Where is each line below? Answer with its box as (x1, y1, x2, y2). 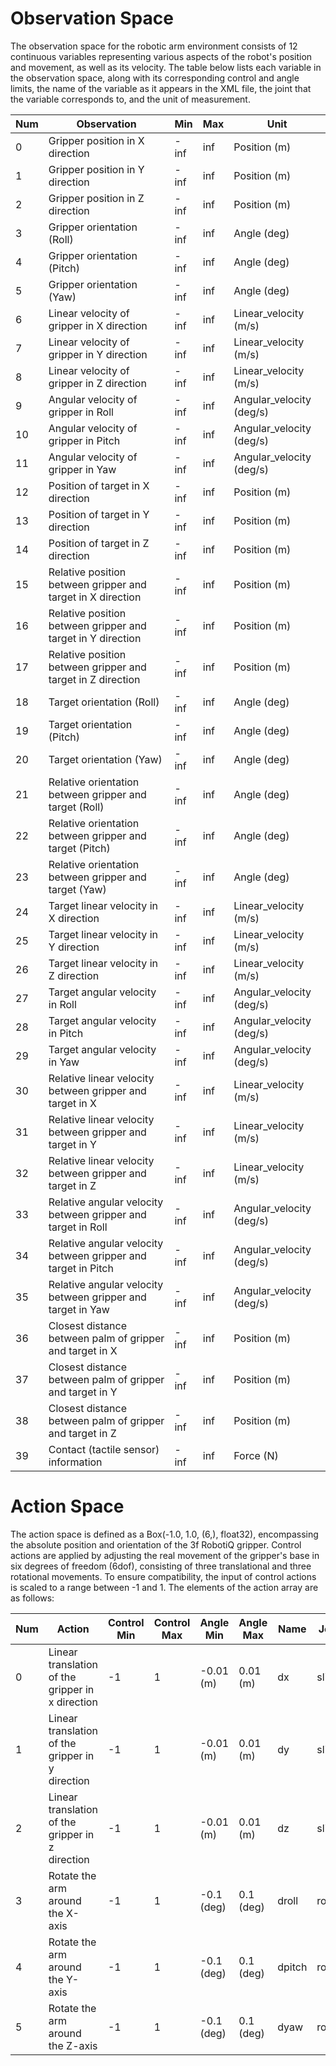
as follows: (10, 1592, 55, 1604)
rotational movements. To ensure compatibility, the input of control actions (10, 1570, 317, 1582)
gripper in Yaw (48, 462, 117, 476)
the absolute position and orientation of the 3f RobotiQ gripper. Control (10, 1538, 302, 1551)
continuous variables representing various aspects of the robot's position (10, 50, 313, 62)
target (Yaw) (48, 882, 107, 896)
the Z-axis (48, 2038, 98, 2052)
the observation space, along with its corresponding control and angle (10, 72, 300, 84)
